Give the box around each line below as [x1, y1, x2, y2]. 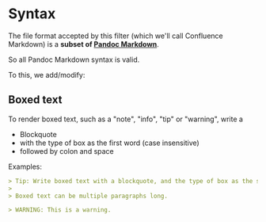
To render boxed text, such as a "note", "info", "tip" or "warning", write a [8, 114, 244, 124]
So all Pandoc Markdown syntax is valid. [8, 55, 140, 64]
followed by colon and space [19, 146, 115, 155]
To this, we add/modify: [8, 70, 85, 79]
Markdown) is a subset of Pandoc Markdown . [8, 39, 160, 48]
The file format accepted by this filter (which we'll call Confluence [8, 31, 223, 40]
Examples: [8, 162, 42, 171]
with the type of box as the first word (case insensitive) [19, 138, 199, 147]
